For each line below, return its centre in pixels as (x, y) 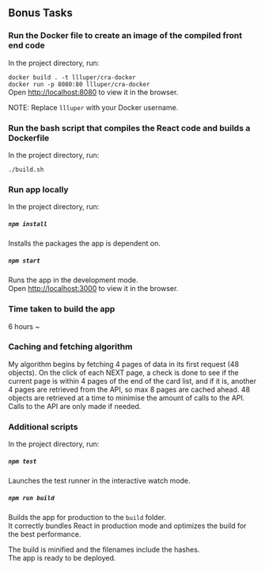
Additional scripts (43, 427)
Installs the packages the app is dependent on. (84, 243)
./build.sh (26, 170)
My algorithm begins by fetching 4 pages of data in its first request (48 (124, 364)
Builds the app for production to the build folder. (87, 518)
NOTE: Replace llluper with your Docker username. (93, 107)
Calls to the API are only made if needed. (75, 406)
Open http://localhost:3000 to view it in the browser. (93, 289)
